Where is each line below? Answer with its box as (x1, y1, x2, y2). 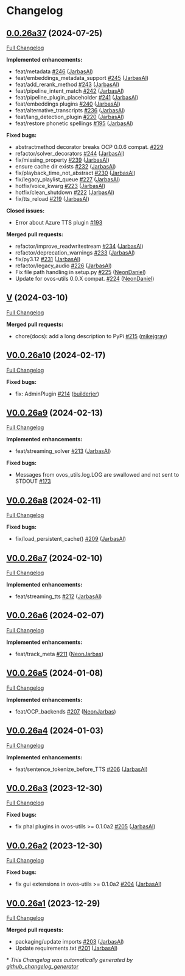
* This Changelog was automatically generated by (6, 956, 133, 963)
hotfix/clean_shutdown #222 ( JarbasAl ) (15, 189, 114, 196)
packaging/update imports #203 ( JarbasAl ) (15, 938, 124, 945)
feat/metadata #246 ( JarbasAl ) (15, 68, 93, 75)
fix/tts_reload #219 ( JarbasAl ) (15, 195, 90, 202)
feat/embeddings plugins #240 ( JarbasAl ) (15, 100, 120, 107)
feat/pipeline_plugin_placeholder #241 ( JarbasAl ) (15, 94, 139, 101)
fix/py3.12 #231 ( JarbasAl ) (15, 256, 81, 262)
